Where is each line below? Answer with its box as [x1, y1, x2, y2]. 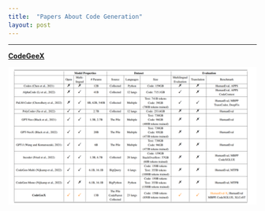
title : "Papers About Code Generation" [8, 13, 144, 20]
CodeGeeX [8, 51, 45, 61]
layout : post [8, 20, 51, 29]
